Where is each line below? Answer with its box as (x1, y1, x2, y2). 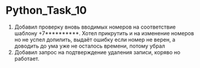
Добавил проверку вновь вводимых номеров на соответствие (14, 23, 176, 30)
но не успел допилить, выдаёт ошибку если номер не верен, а (14, 36, 175, 43)
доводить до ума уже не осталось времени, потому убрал (14, 42, 166, 50)
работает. (14, 55, 40, 62)
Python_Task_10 (5, 4, 87, 17)
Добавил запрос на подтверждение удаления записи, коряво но (14, 48, 181, 55)
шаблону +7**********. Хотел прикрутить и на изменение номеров (14, 29, 195, 36)
